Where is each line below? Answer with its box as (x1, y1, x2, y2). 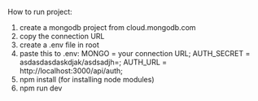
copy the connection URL (19, 32, 105, 41)
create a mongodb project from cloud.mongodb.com (19, 23, 196, 32)
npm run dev (19, 83, 63, 93)
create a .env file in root (19, 40, 99, 50)
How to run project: (7, 7, 72, 16)
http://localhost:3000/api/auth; (19, 66, 124, 76)
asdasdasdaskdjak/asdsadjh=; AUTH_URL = (19, 57, 168, 67)
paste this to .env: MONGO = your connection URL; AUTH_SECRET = (19, 49, 251, 58)
